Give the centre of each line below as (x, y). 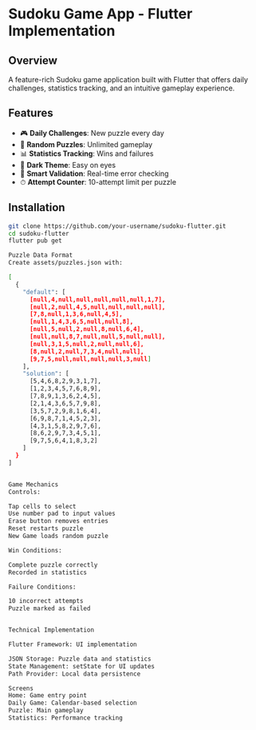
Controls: (25, 492)
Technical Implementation (51, 630)
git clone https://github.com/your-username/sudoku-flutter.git (117, 226)
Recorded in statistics (48, 572)
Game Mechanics (33, 485)
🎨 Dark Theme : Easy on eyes (68, 165)
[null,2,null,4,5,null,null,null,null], (97, 307)
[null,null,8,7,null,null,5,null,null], (97, 337)
